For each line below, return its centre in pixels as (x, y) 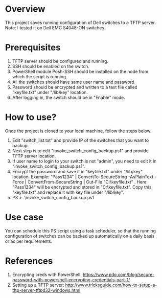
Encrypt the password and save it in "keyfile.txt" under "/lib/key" (77, 171)
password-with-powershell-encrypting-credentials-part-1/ (71, 279)
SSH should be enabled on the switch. (51, 66)
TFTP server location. (34, 156)
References (29, 261)
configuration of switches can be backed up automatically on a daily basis (80, 236)
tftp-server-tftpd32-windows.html (46, 290)
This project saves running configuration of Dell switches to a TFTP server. (81, 23)
